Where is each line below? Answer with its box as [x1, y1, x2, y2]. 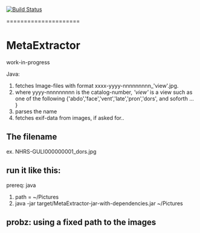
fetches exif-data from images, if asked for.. [15, 114, 124, 121]
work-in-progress [6, 58, 50, 66]
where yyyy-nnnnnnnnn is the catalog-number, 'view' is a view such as [15, 88, 193, 96]
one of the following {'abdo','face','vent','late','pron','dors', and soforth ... [15, 94, 195, 102]
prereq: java [6, 182, 36, 189]
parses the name [15, 108, 57, 115]
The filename [6, 132, 57, 142]
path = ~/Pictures [15, 193, 59, 200]
